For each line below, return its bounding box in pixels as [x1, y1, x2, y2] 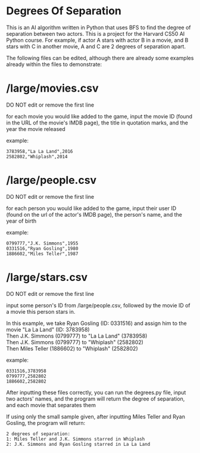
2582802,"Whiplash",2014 [6, 154, 68, 160]
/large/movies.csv [6, 82, 99, 95]
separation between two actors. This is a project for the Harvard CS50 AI [6, 30, 185, 37]
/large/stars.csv [6, 271, 88, 284]
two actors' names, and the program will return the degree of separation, [6, 395, 185, 402]
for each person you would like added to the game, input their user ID [6, 204, 177, 212]
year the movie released [6, 125, 65, 132]
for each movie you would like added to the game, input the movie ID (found [6, 113, 192, 120]
